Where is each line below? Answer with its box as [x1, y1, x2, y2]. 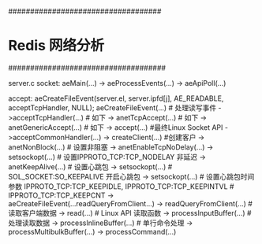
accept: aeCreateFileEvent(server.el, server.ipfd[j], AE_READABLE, [8, 94, 224, 103]
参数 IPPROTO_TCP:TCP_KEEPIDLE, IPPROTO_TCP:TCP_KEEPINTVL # [8, 181, 234, 191]
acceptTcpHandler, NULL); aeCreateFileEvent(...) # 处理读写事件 [8, 102, 217, 113]
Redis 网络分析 [8, 37, 105, 54]
